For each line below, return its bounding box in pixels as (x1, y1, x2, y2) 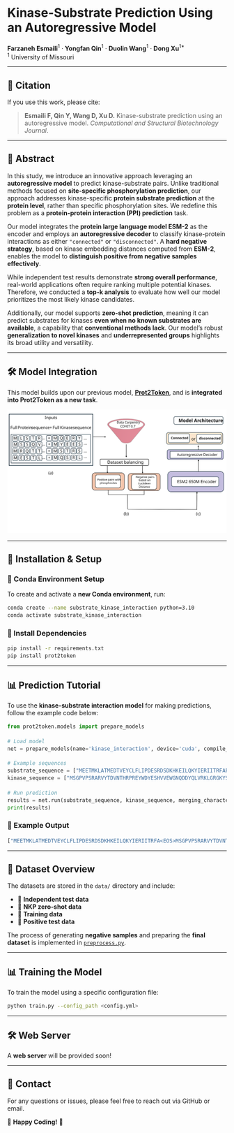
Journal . (24, 126, 49, 135)
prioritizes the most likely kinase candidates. (7, 295, 135, 303)
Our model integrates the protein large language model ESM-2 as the (7, 222, 208, 231)
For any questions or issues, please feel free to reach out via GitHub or (7, 1097, 210, 1105)
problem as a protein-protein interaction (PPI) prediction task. (7, 208, 189, 217)
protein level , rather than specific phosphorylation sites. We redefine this (7, 201, 217, 210)
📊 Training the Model (7, 966, 102, 978)
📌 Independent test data (17, 896, 89, 904)
